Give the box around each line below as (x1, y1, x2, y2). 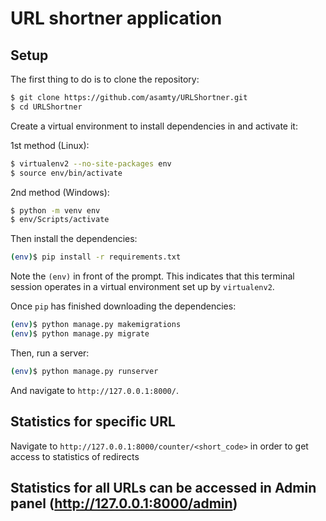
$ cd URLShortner (10, 102, 83, 112)
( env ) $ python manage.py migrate (10, 329, 150, 339)
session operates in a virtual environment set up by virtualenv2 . (10, 281, 275, 293)
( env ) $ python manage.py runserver (10, 366, 159, 376)
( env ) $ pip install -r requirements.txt (10, 252, 182, 262)
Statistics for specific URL (10, 413, 176, 431)
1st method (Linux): (10, 139, 90, 151)
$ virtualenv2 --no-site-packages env (10, 158, 172, 169)
